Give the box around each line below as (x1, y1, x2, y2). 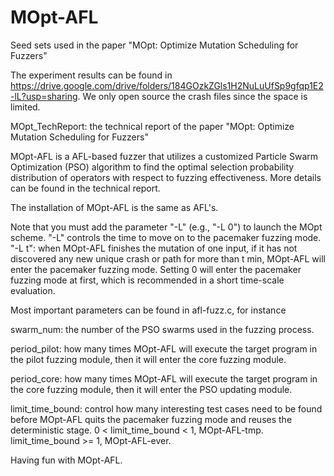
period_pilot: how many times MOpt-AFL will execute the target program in (10, 342, 318, 355)
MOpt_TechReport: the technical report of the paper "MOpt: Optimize (10, 120, 295, 132)
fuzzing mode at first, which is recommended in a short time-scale (10, 274, 285, 286)
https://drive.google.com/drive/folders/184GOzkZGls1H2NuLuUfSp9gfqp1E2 (10, 79, 324, 91)
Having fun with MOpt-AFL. (10, 454, 123, 466)
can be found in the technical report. (10, 182, 161, 194)
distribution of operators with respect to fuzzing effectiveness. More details (10, 171, 322, 183)
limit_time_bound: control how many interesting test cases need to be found (10, 402, 323, 415)
